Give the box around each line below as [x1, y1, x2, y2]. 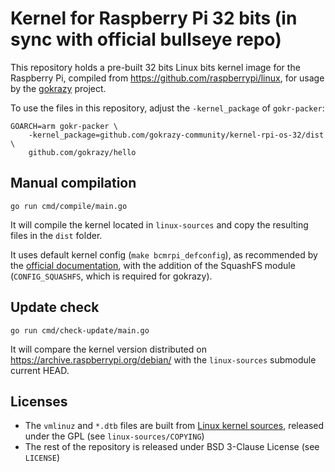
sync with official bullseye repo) [10, 28, 282, 51]
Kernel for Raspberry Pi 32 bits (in [10, 7, 298, 30]
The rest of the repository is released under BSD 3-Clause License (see [24, 441, 320, 453]
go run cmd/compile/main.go [10, 201, 128, 211]
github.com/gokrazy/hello [28, 147, 137, 157]
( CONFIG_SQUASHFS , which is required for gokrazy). [10, 270, 213, 282]
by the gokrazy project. [10, 82, 107, 94]
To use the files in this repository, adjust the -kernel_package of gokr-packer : [10, 102, 325, 114]
